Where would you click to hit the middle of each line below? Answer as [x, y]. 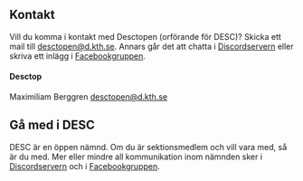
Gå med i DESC [52, 125]
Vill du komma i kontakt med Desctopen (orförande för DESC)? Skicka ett [146, 36]
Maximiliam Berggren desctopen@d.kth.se [89, 97]
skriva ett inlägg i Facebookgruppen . [78, 56]
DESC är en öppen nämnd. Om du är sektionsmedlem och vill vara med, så [148, 147]
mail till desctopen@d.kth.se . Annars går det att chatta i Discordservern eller [151, 46]
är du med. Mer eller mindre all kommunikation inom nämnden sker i [136, 157]
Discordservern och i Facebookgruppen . [85, 166]
